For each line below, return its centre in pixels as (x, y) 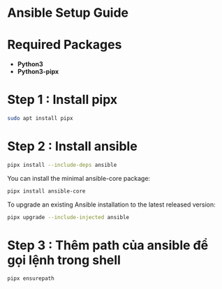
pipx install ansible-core (46, 191)
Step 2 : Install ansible (72, 146)
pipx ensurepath (31, 279)
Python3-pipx (38, 72)
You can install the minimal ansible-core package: (79, 178)
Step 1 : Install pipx (62, 100)
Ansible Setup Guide (68, 13)
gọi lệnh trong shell (64, 260)
